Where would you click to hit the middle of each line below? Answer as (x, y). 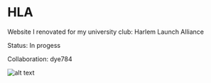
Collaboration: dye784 (40, 59)
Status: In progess (34, 45)
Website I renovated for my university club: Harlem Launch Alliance (106, 32)
